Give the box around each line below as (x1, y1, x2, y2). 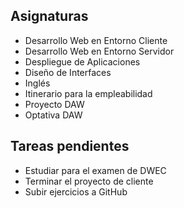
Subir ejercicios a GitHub (24, 185, 128, 198)
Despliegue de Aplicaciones (24, 55, 141, 68)
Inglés (24, 77, 51, 89)
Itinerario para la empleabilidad (24, 87, 153, 99)
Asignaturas (10, 8, 89, 25)
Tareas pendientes (10, 138, 130, 155)
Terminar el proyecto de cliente (24, 175, 154, 187)
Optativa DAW (24, 109, 83, 121)
